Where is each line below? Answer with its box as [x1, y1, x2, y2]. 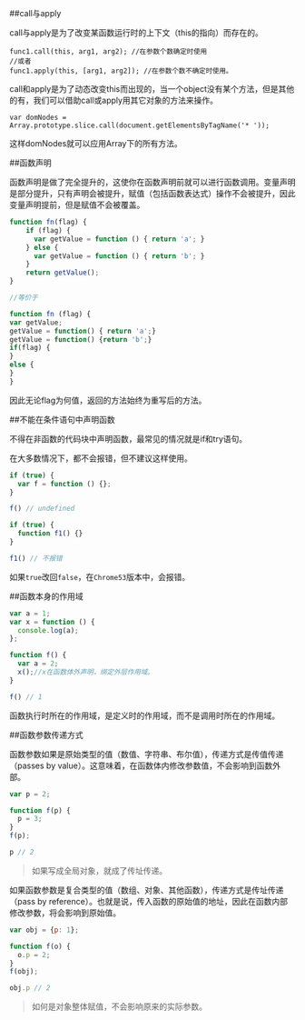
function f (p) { [9, 805, 71, 815]
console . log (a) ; [17, 625, 79, 635]
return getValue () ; [25, 268, 100, 277]
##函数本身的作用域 [9, 590, 84, 602]
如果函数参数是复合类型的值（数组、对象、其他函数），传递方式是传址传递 [9, 885, 284, 895]
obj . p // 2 [9, 984, 51, 993]
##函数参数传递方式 [9, 729, 84, 740]
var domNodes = [9, 113, 67, 122]
